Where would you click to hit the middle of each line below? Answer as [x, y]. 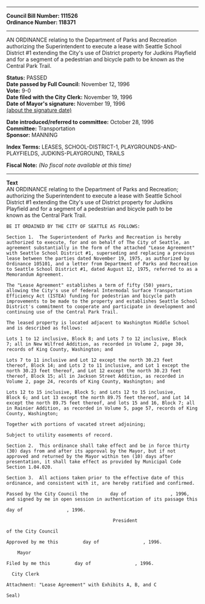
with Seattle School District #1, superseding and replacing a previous [101, 253]
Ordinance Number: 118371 [41, 22]
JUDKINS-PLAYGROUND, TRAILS [83, 153]
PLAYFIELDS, [23, 153]
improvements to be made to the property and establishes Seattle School [102, 301]
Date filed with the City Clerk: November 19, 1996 [69, 97]
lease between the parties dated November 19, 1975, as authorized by [98, 259]
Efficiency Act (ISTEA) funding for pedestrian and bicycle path [91, 296]
